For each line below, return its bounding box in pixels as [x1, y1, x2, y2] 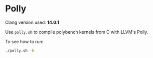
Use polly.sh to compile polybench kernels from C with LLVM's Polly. [5, 29, 149, 35]
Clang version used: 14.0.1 [5, 19, 59, 25]
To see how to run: [5, 38, 44, 45]
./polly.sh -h [5, 48, 35, 53]
